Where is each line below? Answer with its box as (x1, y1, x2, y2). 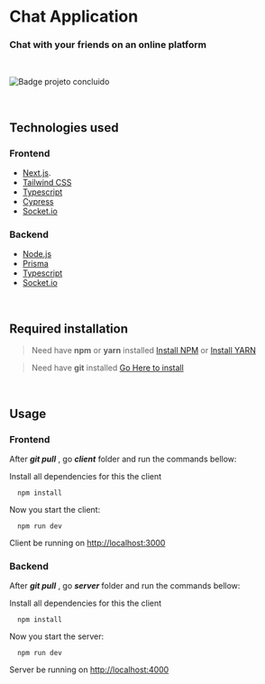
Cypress (22, 196, 54, 207)
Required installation (9, 321, 129, 336)
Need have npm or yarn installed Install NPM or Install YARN (31, 345, 257, 356)
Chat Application (9, 6, 139, 27)
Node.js (22, 249, 52, 260)
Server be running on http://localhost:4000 (9, 664, 169, 675)
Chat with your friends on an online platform (9, 39, 207, 51)
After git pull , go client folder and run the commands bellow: (9, 453, 237, 464)
